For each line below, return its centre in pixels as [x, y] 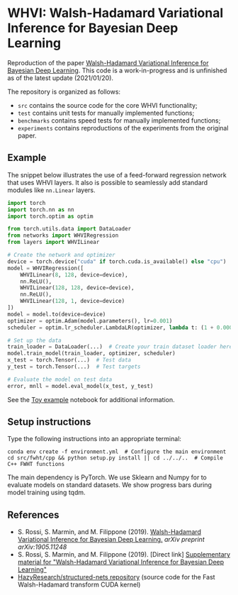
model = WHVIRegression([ [45, 268]
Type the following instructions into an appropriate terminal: [95, 439]
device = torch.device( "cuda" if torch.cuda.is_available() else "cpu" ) [117, 261]
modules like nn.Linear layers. [51, 190]
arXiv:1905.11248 [42, 547]
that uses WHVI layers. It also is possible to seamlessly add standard [108, 182]
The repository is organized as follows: [64, 91]
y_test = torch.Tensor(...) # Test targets [74, 367]
